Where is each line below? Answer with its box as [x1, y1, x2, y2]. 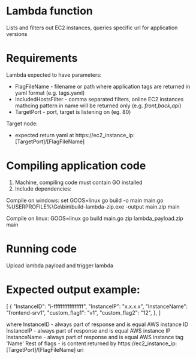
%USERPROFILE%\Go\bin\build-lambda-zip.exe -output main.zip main [6, 203, 180, 210]
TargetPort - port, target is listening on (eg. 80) [14, 108, 131, 115]
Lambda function [6, 4, 93, 18]
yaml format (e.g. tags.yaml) [14, 89, 85, 96]
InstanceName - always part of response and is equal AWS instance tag [6, 333, 184, 340]
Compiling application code [6, 159, 146, 173]
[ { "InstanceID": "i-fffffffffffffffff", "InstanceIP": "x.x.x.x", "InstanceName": [6, 303, 188, 310]
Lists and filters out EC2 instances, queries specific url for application [6, 24, 178, 31]
